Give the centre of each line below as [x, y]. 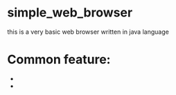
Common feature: [59, 60]
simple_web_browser [70, 13]
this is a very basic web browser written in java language [88, 32]
